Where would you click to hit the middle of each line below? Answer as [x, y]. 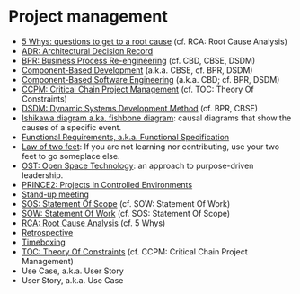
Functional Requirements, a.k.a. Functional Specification [125, 137]
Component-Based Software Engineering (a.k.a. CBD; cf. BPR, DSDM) [150, 79]
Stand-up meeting [55, 194]
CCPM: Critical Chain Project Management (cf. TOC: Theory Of [138, 89]
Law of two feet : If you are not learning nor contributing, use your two [150, 147]
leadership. [42, 175]
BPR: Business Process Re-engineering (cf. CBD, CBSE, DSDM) [138, 60]
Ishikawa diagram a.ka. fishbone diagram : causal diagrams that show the [156, 118]
